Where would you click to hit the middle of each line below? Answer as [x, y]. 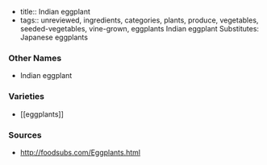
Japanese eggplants [54, 37]
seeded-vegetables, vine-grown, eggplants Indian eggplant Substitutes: [140, 29]
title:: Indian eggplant [55, 12]
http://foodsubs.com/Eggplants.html [80, 152]
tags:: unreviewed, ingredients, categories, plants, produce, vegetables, [139, 20]
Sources [25, 134]
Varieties [26, 97]
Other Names [35, 58]
